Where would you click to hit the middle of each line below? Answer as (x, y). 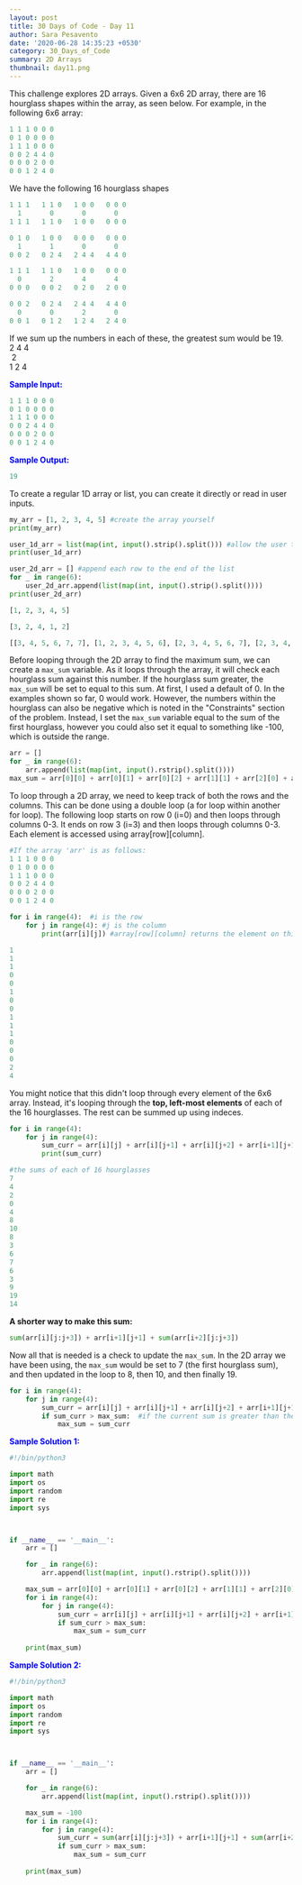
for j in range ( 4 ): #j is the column (96, 925)
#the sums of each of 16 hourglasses (80, 1170)
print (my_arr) (36, 528)
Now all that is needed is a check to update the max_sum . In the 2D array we (147, 1355)
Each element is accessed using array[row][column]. (107, 834)
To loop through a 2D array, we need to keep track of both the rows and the (149, 795)
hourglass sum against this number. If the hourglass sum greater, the (136, 679)
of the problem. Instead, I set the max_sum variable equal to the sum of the (145, 718)
